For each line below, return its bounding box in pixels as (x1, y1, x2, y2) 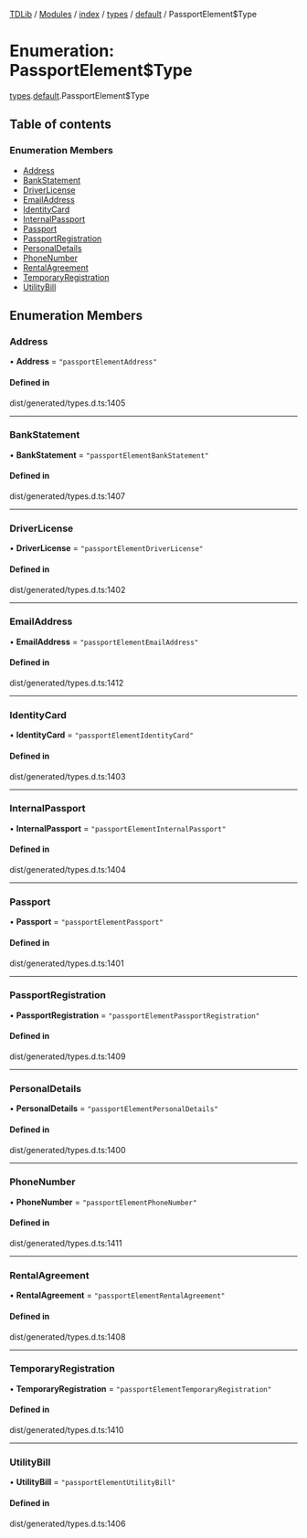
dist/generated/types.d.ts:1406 (9, 1518, 126, 1529)
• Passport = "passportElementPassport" (9, 917, 164, 928)
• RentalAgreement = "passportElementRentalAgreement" (9, 1289, 226, 1301)
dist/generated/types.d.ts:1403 (9, 770, 126, 781)
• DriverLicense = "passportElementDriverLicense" (9, 543, 204, 554)
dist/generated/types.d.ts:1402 (9, 584, 126, 595)
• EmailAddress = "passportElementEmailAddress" (9, 636, 199, 647)
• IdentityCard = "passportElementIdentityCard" (9, 729, 194, 740)
